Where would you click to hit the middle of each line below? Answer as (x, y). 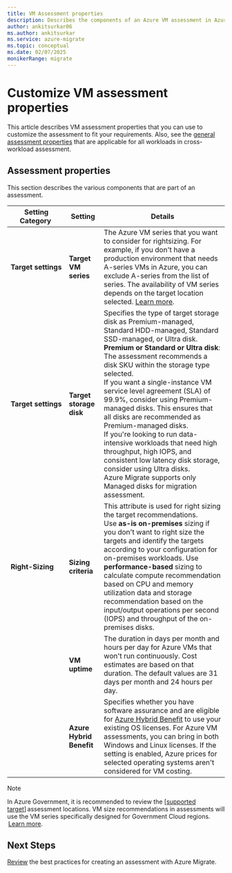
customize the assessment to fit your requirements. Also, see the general (111, 134)
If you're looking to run (140, 434)
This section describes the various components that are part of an (101, 187)
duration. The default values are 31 (161, 673)
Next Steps (31, 845)
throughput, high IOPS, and (147, 451)
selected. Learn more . (139, 301)
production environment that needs (161, 258)
